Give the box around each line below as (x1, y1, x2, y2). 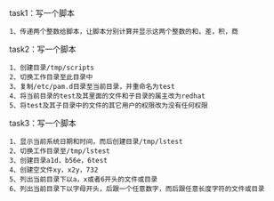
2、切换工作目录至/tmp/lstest (9, 147, 111, 156)
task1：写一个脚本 (9, 8, 76, 18)
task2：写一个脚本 (9, 44, 77, 54)
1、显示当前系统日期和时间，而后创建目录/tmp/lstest (9, 137, 183, 146)
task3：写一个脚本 (9, 118, 77, 128)
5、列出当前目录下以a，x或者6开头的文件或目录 (9, 175, 158, 184)
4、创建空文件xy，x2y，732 (9, 165, 99, 174)
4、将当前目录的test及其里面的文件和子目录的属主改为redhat (9, 92, 206, 100)
